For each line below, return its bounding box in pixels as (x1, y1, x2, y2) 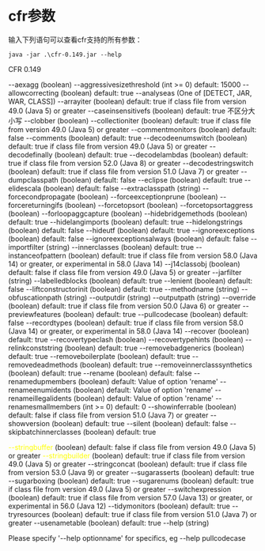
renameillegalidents (8, 393, 73, 403)
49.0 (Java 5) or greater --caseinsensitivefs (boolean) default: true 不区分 (8, 106, 248, 115)
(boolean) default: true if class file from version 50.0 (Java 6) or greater (8, 301, 241, 311)
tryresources (8, 509, 50, 519)
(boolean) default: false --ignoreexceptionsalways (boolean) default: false (8, 234, 249, 243)
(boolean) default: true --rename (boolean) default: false (8, 368, 192, 378)
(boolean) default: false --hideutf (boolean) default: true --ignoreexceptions (8, 225, 256, 235)
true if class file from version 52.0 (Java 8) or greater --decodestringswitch (8, 158, 254, 168)
